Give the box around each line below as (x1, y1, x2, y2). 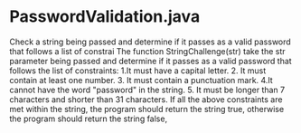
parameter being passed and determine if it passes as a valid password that (9, 55, 292, 66)
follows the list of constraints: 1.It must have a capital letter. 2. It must (9, 65, 267, 76)
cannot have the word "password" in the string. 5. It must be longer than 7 (9, 84, 286, 95)
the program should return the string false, (9, 113, 168, 124)
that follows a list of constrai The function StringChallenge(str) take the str (9, 45, 287, 56)
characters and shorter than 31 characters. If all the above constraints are (9, 93, 283, 105)
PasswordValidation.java (9, 6, 201, 27)
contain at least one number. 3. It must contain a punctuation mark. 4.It (9, 74, 273, 85)
